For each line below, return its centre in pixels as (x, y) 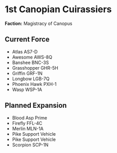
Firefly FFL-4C (27, 123)
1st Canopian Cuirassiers (58, 9)
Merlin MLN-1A (28, 129)
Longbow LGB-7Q (31, 79)
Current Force (27, 39)
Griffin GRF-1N (27, 73)
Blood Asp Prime (30, 117)
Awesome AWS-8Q (32, 57)
